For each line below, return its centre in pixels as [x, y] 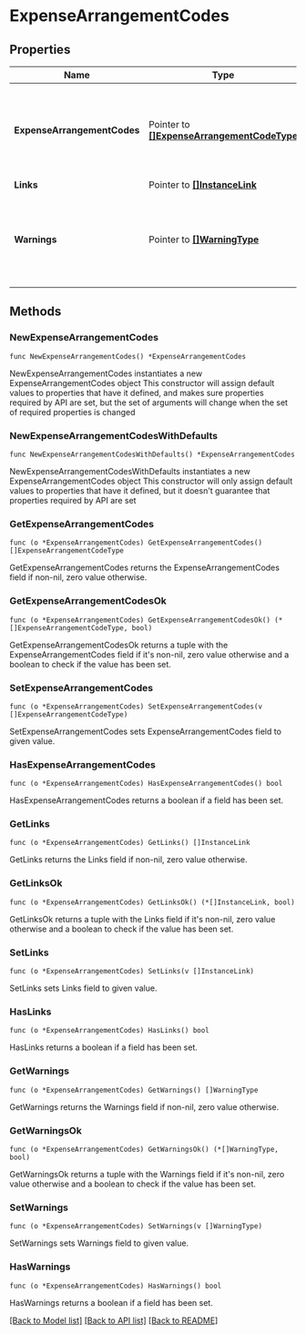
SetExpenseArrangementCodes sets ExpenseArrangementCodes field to [146, 731]
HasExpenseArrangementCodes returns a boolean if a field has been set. [147, 800]
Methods [36, 312]
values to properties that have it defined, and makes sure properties [137, 392]
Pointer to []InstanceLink [203, 185]
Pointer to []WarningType [204, 239]
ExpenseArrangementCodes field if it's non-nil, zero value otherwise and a [149, 654]
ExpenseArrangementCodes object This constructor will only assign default [151, 481]
